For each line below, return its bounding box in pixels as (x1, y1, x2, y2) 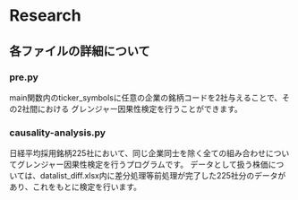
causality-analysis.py (9, 126, 106, 139)
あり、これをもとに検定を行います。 (9, 181, 141, 193)
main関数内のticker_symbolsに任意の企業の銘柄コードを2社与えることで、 (9, 91, 283, 103)
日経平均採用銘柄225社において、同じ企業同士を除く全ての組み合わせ (9, 148, 267, 159)
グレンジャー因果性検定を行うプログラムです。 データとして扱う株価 (16, 159, 268, 170)
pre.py (9, 71, 38, 83)
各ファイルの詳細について (9, 43, 150, 58)
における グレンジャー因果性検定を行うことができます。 (37, 103, 243, 114)
